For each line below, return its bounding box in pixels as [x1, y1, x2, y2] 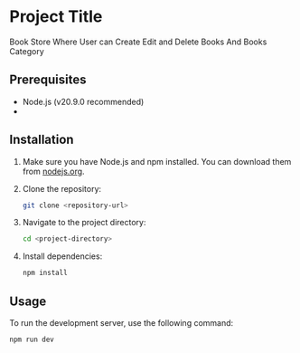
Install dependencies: [22, 251, 103, 262]
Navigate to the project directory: [22, 217, 146, 228]
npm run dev [9, 335, 54, 344]
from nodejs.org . [22, 166, 85, 176]
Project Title [9, 6, 103, 27]
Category [9, 45, 45, 56]
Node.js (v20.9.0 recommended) [22, 96, 145, 107]
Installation [9, 132, 74, 148]
